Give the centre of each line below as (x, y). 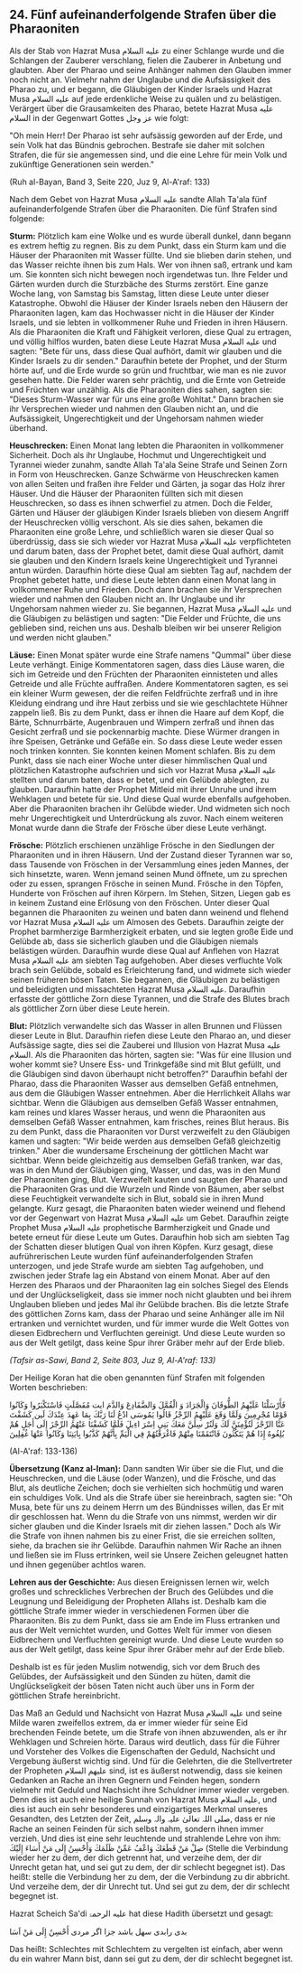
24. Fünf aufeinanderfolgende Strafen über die (143, 15)
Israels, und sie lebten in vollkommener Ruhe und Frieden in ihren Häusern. (149, 322)
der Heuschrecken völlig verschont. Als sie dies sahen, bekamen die (136, 522)
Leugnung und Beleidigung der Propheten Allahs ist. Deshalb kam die (138, 1601)
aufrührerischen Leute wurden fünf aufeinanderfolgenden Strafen (132, 1256)
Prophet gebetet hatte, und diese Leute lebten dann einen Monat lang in (143, 580)
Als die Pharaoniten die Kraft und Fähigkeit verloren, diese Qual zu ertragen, (151, 332)
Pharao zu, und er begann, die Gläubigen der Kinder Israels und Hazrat (141, 89)
